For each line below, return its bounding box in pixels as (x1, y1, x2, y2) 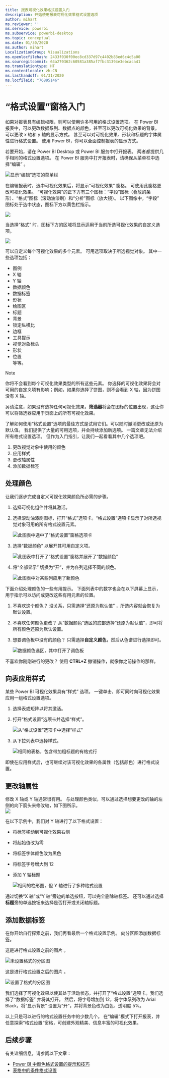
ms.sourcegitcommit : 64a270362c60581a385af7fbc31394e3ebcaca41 (5, 59, 141, 64)
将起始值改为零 (12, 840, 44, 846)
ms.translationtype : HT (5, 64, 55, 69)
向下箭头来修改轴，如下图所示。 (14, 802, 80, 808)
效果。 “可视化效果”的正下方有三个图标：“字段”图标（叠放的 (22, 189, 147, 195)
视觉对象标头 (12, 341, 39, 347)
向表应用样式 (5, 674, 45, 683)
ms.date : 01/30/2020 (5, 40, 49, 45)
